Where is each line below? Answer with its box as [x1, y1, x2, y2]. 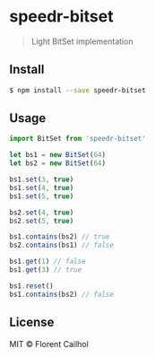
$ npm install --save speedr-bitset [9, 85, 146, 95]
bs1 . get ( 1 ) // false [9, 257, 87, 266]
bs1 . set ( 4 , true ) [9, 183, 74, 192]
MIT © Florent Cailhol [9, 338, 90, 349]
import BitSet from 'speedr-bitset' [9, 135, 146, 144]
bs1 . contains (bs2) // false [9, 290, 115, 299]
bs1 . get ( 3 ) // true [9, 266, 82, 274]
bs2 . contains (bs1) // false [9, 240, 115, 250]
